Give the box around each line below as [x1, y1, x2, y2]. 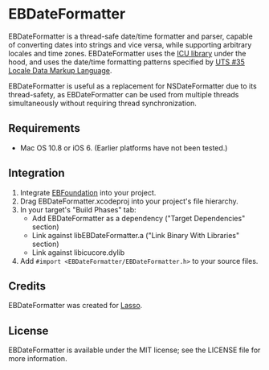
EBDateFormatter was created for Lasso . [8, 301, 143, 310]
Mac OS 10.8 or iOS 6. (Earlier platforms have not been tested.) [19, 142, 228, 153]
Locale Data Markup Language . [8, 65, 112, 75]
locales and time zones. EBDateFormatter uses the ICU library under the [8, 48, 247, 58]
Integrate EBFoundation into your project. [19, 187, 157, 197]
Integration [8, 166, 66, 180]
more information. [8, 354, 67, 364]
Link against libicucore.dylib [31, 247, 125, 257]
